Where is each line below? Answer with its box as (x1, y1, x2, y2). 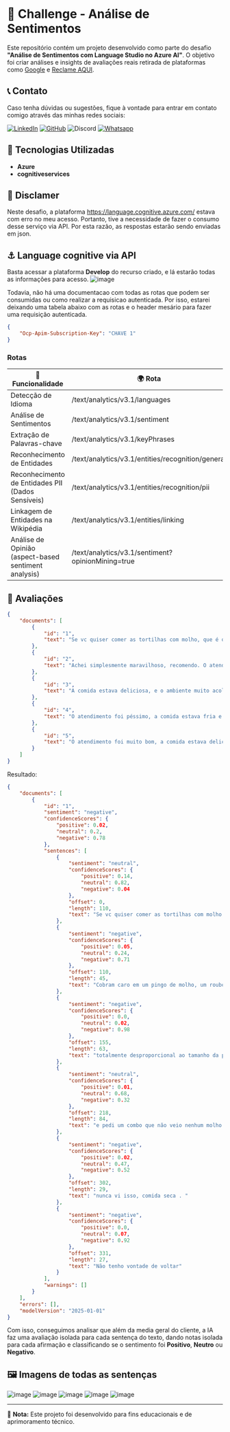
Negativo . (7, 1348, 36, 1356)
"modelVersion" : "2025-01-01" (19, 1307, 106, 1314)
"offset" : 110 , (68, 969, 112, 976)
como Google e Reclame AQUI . (7, 65, 94, 74)
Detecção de (10, 391, 52, 401)
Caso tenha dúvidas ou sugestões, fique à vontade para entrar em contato (7, 103, 217, 112)
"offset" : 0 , (68, 898, 106, 906)
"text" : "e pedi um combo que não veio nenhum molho (68, 1122, 222, 1129)
